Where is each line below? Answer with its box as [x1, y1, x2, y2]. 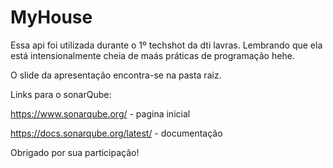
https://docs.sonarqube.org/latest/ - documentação [10, 127, 223, 139]
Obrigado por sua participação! [10, 146, 140, 158]
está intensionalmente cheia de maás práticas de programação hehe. [10, 49, 295, 61]
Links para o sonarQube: [10, 88, 112, 100]
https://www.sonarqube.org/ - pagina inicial [10, 107, 191, 120]
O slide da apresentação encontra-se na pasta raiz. [10, 69, 222, 81]
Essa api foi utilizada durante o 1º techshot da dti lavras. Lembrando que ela [10, 39, 323, 51]
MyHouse [10, 6, 93, 29]
